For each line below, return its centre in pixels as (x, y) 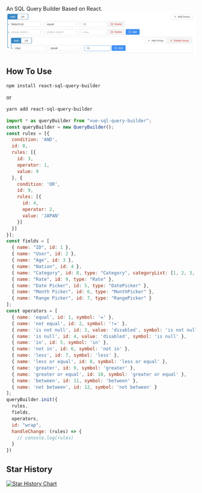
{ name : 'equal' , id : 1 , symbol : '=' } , (63, 317)
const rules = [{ (28, 133)
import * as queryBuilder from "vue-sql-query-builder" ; (79, 121)
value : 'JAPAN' (41, 216)
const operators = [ (32, 311)
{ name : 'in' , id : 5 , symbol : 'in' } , (60, 343)
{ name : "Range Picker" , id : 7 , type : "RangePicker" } (82, 298)
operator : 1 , (33, 165)
